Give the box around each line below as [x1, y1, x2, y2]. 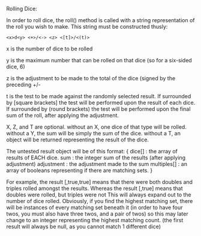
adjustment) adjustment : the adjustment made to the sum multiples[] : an [6, 161, 188, 167]
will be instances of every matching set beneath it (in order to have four [6, 204, 183, 211]
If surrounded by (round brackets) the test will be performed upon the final [6, 105, 191, 113]
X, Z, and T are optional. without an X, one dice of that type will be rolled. [6, 123, 187, 131]
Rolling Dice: [6, 5, 37, 12]
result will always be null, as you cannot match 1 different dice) [6, 223, 161, 230]
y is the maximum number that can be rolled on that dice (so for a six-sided [6, 57, 192, 63]
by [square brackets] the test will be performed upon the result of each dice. [6, 99, 196, 106]
